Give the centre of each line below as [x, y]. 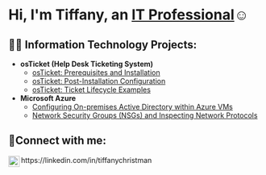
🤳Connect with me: [57, 141]
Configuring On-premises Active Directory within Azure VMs [133, 107]
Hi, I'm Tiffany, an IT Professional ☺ [129, 15]
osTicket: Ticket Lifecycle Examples [91, 90]
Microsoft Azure [48, 98]
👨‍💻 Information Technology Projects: [103, 45]
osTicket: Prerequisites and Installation [96, 73]
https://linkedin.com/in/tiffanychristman [87, 160]
